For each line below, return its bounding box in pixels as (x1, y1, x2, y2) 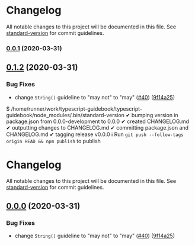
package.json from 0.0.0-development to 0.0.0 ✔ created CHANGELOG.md (6, 118, 190, 125)
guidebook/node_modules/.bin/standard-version (6, 111, 124, 118)
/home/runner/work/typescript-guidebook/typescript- (11, 105, 143, 112)
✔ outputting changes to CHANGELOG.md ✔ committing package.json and (6, 124, 188, 131)
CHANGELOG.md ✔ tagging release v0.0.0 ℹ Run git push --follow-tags (6, 131, 184, 138)
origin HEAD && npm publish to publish (6, 137, 101, 144)
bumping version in (131, 111, 179, 118)
